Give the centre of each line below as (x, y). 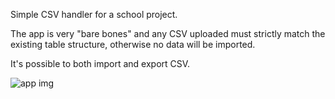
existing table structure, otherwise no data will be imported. (133, 44)
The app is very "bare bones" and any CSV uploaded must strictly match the (168, 33)
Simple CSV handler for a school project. (94, 14)
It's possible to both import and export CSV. (100, 63)
